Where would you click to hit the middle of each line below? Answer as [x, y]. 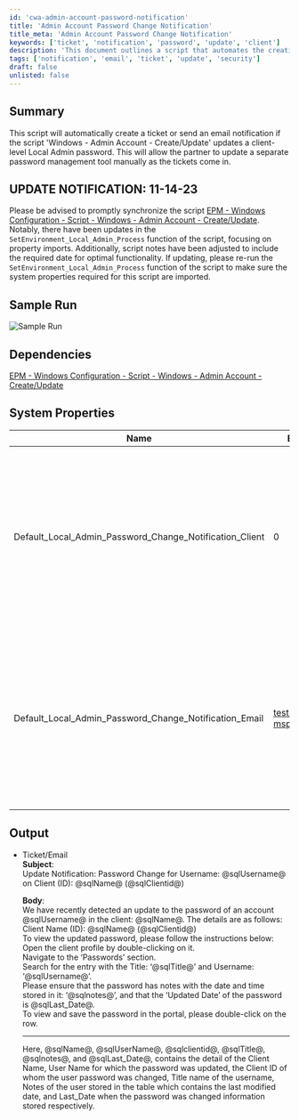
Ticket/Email [45, 855]
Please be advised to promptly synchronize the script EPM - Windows [137, 211]
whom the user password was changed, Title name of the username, [148, 1077]
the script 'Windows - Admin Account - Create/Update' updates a [129, 142]
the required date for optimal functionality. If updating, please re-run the [141, 258]
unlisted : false [39, 76]
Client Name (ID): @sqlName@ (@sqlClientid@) [109, 929]
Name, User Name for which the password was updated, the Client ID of [154, 1067]
